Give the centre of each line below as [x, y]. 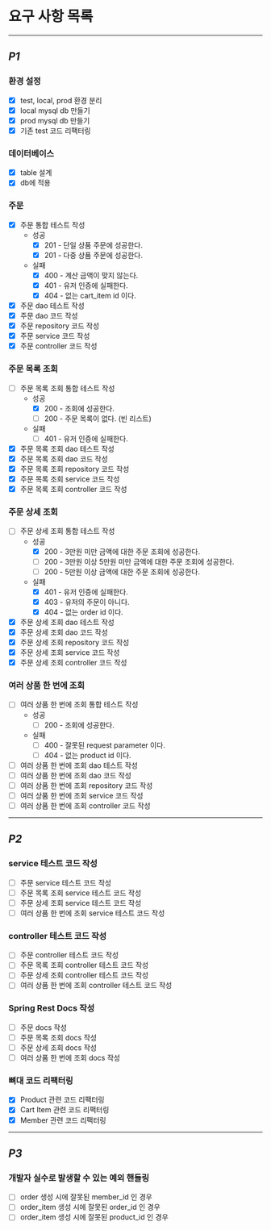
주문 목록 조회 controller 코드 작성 [73, 490]
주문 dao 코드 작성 [49, 316]
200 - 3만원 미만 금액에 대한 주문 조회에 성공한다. [122, 551]
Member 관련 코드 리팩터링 [63, 1120]
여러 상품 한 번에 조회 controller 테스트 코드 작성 [96, 986]
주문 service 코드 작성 [55, 336]
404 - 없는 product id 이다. [88, 755]
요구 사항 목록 [51, 17]
